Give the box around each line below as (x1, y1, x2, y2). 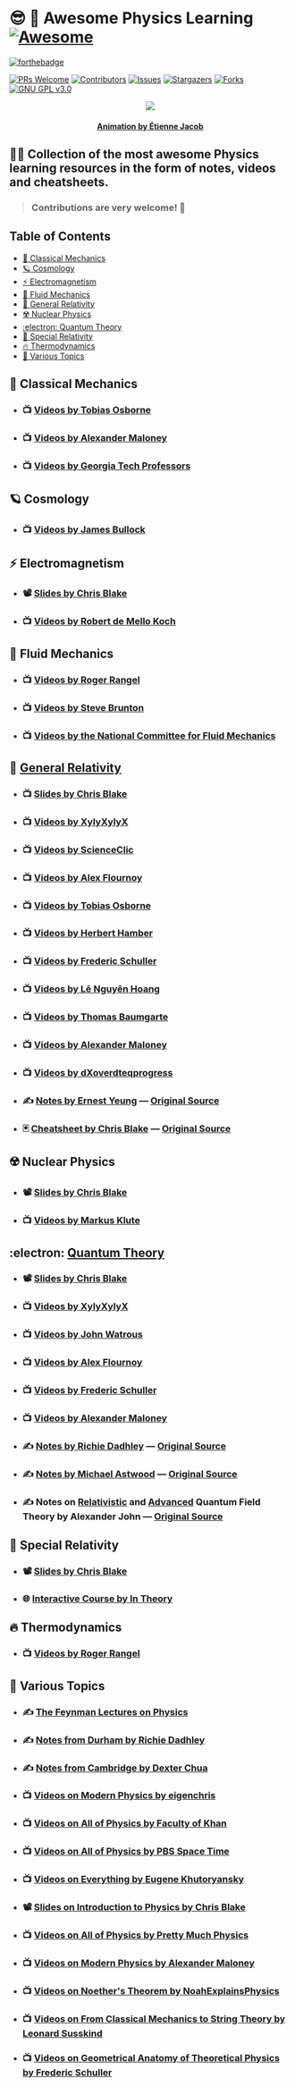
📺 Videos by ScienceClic (21, 843, 134, 856)
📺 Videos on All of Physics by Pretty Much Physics (21, 1929, 249, 1941)
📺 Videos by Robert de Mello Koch (21, 615, 176, 628)
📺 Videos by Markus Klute (21, 1214, 140, 1227)
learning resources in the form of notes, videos (9, 160, 276, 175)
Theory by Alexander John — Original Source (21, 1510, 223, 1523)
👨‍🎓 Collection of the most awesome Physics (9, 147, 259, 162)
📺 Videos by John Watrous (21, 1328, 143, 1340)
